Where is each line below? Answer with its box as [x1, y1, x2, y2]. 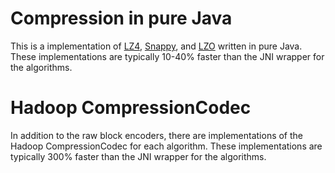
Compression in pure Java [10, 7, 233, 30]
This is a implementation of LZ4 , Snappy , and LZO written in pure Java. [10, 40, 303, 52]
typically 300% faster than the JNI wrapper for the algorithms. [10, 150, 267, 162]
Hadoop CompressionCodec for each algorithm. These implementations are [10, 140, 323, 152]
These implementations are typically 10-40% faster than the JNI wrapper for [10, 50, 325, 62]
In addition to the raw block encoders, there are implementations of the [10, 129, 304, 141]
